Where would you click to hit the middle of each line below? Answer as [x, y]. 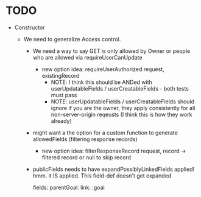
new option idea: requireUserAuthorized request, [103, 69]
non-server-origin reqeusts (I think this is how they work [122, 114]
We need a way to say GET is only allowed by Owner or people [111, 51]
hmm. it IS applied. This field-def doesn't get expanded [102, 175]
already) [62, 121]
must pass [64, 95]
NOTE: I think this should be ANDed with [102, 82]
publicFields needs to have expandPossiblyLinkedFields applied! [114, 169]
